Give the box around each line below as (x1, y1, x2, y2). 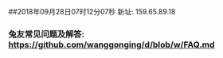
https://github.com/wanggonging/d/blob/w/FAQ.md (8, 39, 215, 50)
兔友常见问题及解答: (8, 29, 85, 40)
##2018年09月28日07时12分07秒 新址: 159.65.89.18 (8, 7, 176, 16)
